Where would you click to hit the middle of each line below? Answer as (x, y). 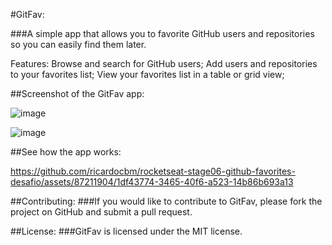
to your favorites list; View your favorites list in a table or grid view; (147, 74)
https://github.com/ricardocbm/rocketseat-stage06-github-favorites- (153, 171)
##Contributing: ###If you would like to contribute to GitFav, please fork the (166, 201)
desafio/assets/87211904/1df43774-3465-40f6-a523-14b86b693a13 (152, 182)
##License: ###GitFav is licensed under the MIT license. (126, 231)
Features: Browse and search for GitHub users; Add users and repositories (164, 63)
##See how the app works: (66, 152)
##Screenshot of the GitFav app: (77, 93)
